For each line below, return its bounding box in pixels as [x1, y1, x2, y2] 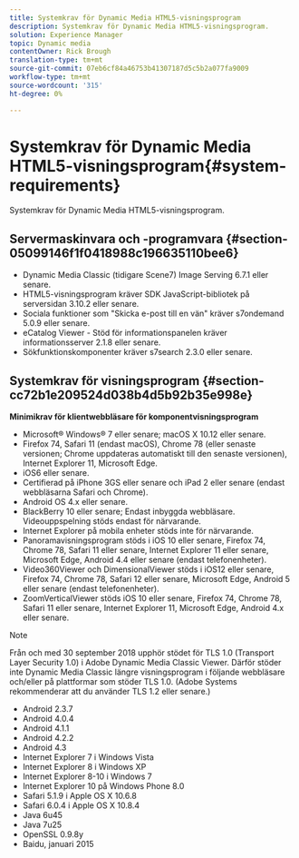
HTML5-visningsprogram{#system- [9, 155, 287, 176]
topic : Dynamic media [9, 38, 92, 48]
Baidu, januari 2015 [22, 839, 94, 850]
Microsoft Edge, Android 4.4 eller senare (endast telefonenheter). [22, 555, 267, 566]
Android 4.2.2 [22, 733, 74, 744]
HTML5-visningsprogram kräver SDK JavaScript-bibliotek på [22, 289, 250, 300]
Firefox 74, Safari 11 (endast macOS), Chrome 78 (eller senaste [22, 439, 256, 449]
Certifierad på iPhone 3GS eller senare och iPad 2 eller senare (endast [22, 478, 285, 488]
